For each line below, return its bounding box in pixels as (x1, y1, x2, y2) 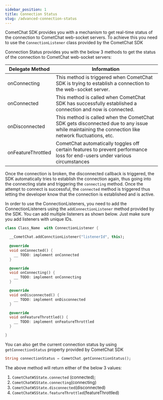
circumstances (55, 158, 90, 165)
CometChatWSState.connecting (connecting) (12, 379, 97, 385)
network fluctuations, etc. (55, 132, 114, 139)
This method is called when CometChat (55, 94, 146, 101)
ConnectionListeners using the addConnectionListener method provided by (5, 206, 154, 212)
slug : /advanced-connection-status (5, 16, 77, 21)
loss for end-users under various (55, 152, 132, 159)
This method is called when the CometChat (55, 114, 154, 121)
